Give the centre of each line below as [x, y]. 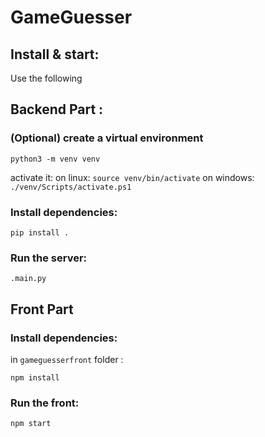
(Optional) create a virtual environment [107, 138]
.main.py [28, 279]
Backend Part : [57, 109]
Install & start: [55, 54]
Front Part [42, 309]
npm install [35, 377]
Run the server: [49, 258]
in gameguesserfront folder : [67, 359]
